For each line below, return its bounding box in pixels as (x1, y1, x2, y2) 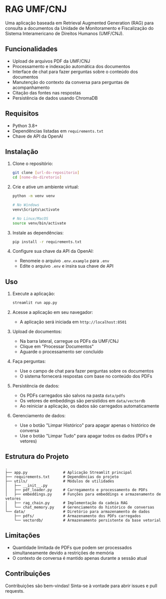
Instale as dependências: (12, 229, 64, 235)
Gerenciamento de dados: (12, 413, 66, 419)
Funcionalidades (5, 45, 58, 53)
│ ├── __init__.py (5, 483, 48, 488)
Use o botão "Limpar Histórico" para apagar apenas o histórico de (19, 422, 156, 428)
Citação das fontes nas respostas (12, 89, 81, 95)
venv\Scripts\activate (12, 207, 60, 212)
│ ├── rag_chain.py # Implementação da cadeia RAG (5, 500, 128, 505)
